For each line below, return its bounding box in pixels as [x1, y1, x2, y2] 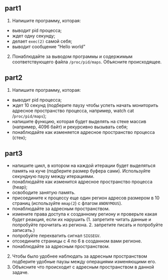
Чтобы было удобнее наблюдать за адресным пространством [12, 253, 147, 259]
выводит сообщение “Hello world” [12, 43, 86, 50]
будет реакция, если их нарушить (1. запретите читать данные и [12, 217, 151, 223]
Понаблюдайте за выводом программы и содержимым [12, 53, 133, 59]
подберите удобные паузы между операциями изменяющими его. [12, 259, 156, 265]
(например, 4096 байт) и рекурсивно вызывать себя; [12, 124, 128, 130]
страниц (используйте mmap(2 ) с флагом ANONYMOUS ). [12, 200, 122, 206]
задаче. [12, 269, 29, 275]
